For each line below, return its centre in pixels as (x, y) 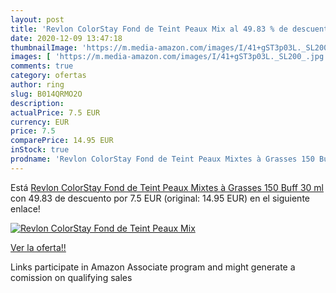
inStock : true (40, 150)
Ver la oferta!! (38, 247)
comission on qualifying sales (71, 277)
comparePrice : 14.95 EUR (62, 141)
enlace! (25, 208)
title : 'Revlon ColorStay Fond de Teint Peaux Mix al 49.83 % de (149, 29)
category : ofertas (48, 76)
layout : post (37, 19)
